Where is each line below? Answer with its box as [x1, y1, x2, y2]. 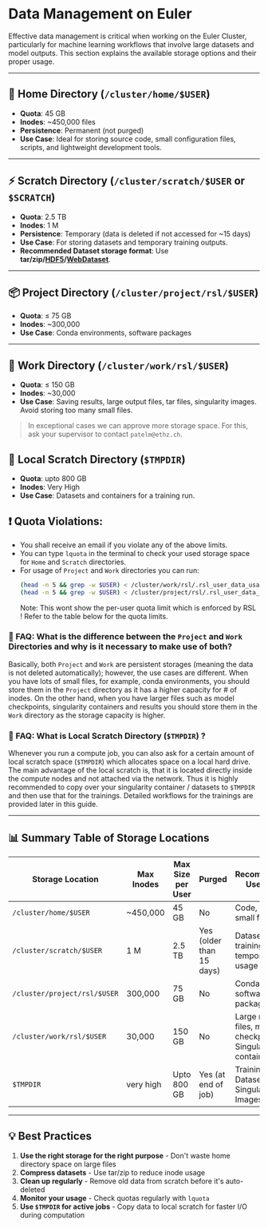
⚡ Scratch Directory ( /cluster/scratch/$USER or [8, 174, 246, 188]
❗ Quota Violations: [8, 515, 104, 528]
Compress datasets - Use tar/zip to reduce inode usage [19, 1167, 206, 1177]
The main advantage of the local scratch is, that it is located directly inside [8, 765, 253, 775]
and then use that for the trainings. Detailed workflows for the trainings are [8, 791, 254, 801]
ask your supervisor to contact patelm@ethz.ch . [27, 429, 183, 439]
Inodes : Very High [19, 483, 81, 491]
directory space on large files [19, 1159, 117, 1169]
